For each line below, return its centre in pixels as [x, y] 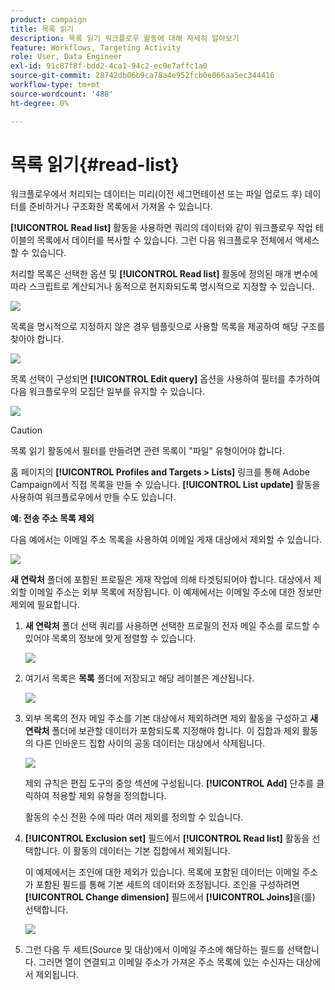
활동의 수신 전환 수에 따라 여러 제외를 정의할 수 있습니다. [134, 817]
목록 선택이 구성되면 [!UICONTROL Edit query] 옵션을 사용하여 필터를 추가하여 [165, 379]
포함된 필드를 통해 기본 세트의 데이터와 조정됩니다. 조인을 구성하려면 [167, 885]
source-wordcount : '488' [62, 94]
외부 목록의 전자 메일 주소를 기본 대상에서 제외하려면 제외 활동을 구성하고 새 [171, 718]
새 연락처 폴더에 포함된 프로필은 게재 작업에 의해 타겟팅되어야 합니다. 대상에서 [161, 580]
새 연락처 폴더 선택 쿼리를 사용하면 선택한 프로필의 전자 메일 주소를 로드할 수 [172, 626]
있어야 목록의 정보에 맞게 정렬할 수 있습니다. [110, 638]
